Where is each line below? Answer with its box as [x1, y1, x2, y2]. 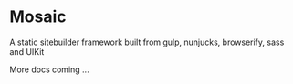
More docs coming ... [9, 64, 89, 75]
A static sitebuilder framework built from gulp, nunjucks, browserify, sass [9, 37, 285, 47]
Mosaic [9, 6, 67, 27]
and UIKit [9, 46, 45, 57]
